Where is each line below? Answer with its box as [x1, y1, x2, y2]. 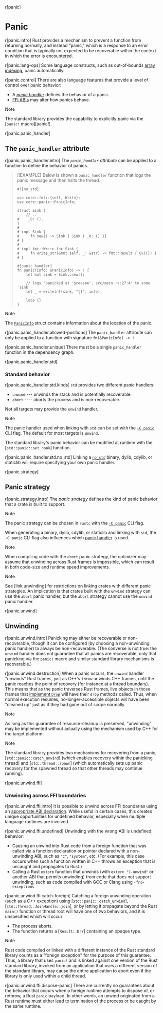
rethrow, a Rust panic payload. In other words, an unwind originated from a [5, 993, 155, 998]
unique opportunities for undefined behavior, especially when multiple [5, 813, 145, 819]
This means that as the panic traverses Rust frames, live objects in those [5, 686, 151, 692]
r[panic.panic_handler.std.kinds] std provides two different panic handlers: [5, 382, 155, 388]
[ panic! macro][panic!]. [5, 121, 52, 126]
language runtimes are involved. [5, 818, 70, 824]
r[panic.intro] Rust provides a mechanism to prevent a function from [5, 37, 141, 43]
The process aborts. [12, 923, 53, 929]
